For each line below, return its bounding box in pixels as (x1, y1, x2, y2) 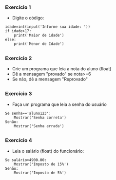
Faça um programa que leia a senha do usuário (12, 101, 107, 107)
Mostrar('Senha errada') (14, 123, 64, 128)
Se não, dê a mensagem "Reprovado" (12, 76, 88, 82)
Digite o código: (12, 15, 44, 21)
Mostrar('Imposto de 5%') (14, 170, 67, 175)
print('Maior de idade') (14, 33, 64, 38)
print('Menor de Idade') (14, 41, 64, 46)
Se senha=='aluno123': (5, 111, 51, 116)
